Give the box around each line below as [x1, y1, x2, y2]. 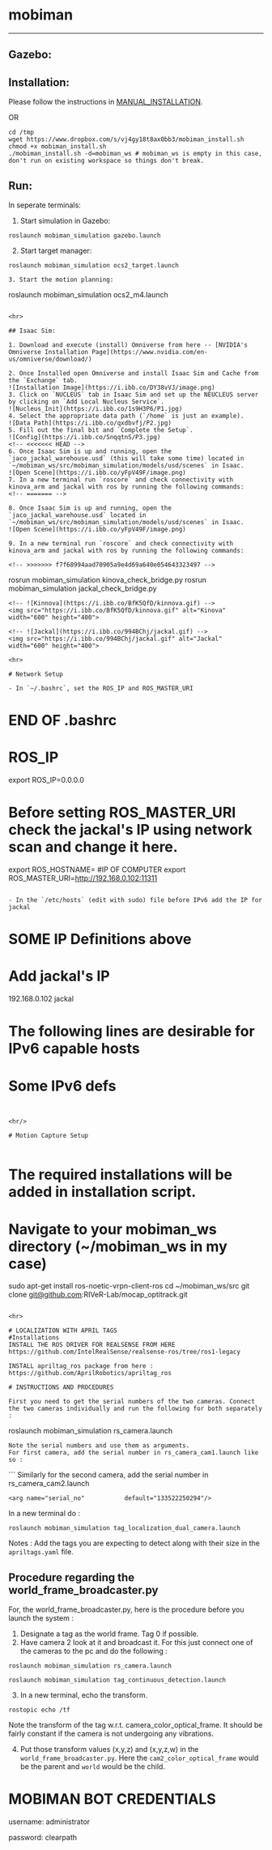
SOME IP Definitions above [8, 930, 192, 949]
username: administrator [8, 1817, 91, 1827]
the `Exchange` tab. [8, 376, 79, 384]
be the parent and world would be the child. [19, 1762, 166, 1771]
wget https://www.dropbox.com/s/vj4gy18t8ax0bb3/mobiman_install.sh [8, 135, 244, 143]
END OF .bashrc [8, 711, 117, 730]
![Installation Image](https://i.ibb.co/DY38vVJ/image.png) [8, 383, 216, 391]
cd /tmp [8, 128, 35, 137]
